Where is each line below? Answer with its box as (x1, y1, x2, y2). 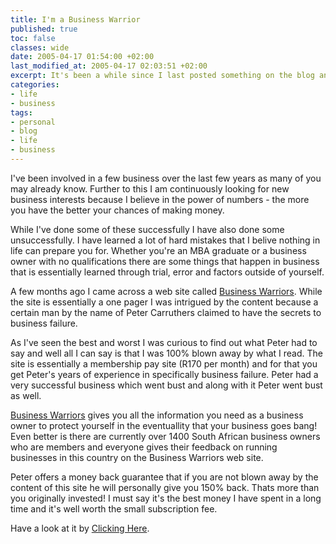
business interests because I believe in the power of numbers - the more (10, 193, 310, 205)
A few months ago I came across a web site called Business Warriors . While (10, 285, 323, 297)
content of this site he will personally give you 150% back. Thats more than (10, 481, 320, 493)
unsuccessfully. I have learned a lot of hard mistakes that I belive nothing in (10, 234, 321, 246)
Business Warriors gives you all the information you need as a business (10, 409, 304, 421)
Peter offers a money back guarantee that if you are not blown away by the (10, 471, 319, 483)
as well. (10, 389, 42, 401)
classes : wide (10, 42, 70, 53)
